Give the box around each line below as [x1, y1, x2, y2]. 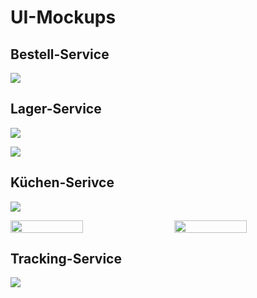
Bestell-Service [10, 46, 110, 63]
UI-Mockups [10, 6, 117, 29]
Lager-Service [10, 101, 102, 118]
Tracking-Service [10, 251, 122, 268]
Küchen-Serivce [10, 174, 115, 191]
